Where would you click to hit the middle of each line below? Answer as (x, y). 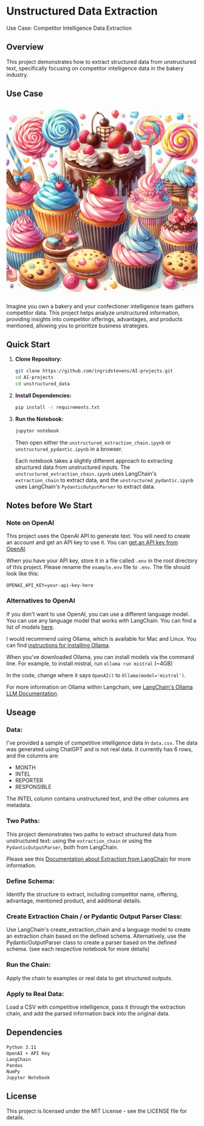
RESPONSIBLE (33, 787)
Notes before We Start (49, 506)
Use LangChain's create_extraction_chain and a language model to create (99, 930)
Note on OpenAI (30, 523)
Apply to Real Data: (35, 994)
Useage (21, 713)
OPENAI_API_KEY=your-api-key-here (50, 585)
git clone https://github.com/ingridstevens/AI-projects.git (94, 371)
